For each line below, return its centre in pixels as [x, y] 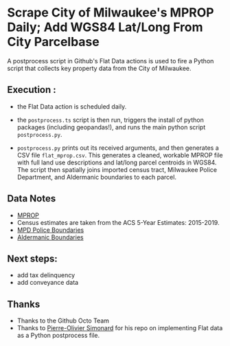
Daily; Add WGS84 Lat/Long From [105, 27]
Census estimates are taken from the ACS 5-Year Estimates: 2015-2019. [118, 222]
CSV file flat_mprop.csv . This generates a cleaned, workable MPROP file [120, 155]
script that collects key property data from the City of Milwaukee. [99, 68]
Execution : [32, 90]
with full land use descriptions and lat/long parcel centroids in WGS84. [117, 162]
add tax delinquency [46, 275]
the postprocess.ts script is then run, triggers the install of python [110, 120]
